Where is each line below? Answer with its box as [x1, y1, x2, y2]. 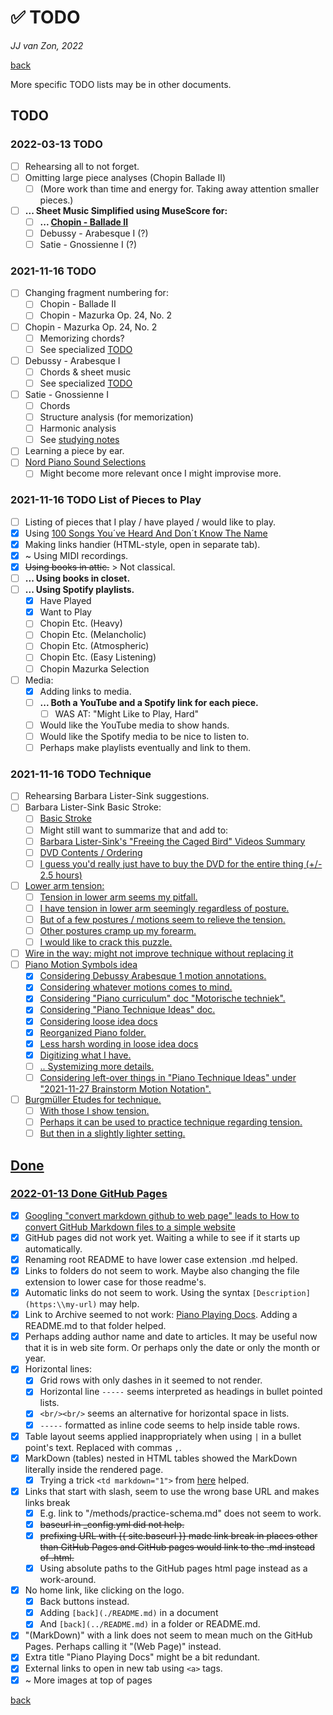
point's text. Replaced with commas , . [24, 1441, 182, 1453]
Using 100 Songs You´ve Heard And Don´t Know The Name [24, 527, 268, 539]
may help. [99, 1298, 140, 1310]
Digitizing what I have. [39, 1049, 132, 1061]
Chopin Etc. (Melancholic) [39, 629, 147, 641]
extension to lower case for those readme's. [24, 1276, 207, 1288]
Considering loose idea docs [39, 1015, 158, 1027]
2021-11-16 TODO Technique [10, 767, 152, 781]
